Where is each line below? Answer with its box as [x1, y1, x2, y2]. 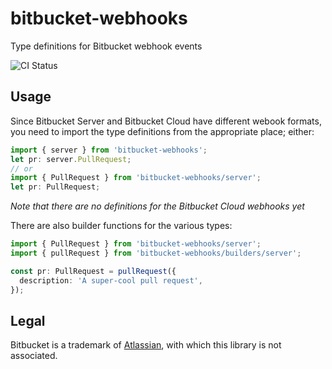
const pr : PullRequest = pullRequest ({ [10, 266, 177, 276]
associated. [10, 350, 58, 362]
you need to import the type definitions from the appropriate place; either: [10, 125, 315, 137]
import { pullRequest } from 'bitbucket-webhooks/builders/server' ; [10, 248, 302, 258]
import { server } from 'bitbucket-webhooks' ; [10, 145, 208, 155]
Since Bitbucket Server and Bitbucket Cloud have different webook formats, [10, 115, 322, 127]
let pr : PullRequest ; [10, 182, 101, 192]
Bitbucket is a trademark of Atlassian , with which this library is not [10, 339, 282, 351]
